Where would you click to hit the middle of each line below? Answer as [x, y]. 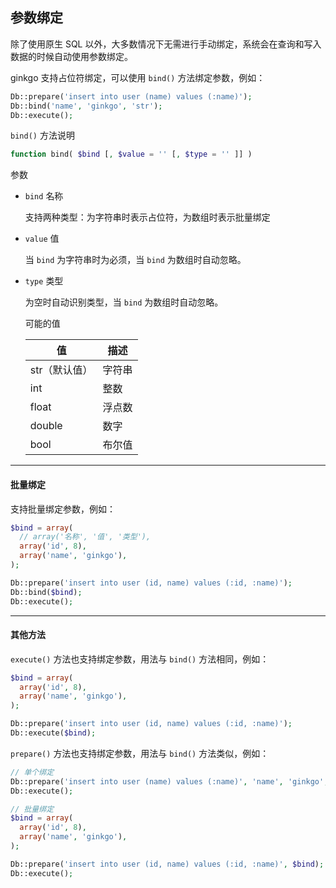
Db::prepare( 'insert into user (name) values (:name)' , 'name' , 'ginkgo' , [169, 781]
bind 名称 [44, 196]
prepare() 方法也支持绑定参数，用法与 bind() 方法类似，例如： [140, 753]
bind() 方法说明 [42, 135]
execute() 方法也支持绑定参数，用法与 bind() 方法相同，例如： [140, 659]
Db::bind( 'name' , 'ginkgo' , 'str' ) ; [86, 106]
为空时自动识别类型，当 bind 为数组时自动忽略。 [124, 302]
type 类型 [44, 281]
